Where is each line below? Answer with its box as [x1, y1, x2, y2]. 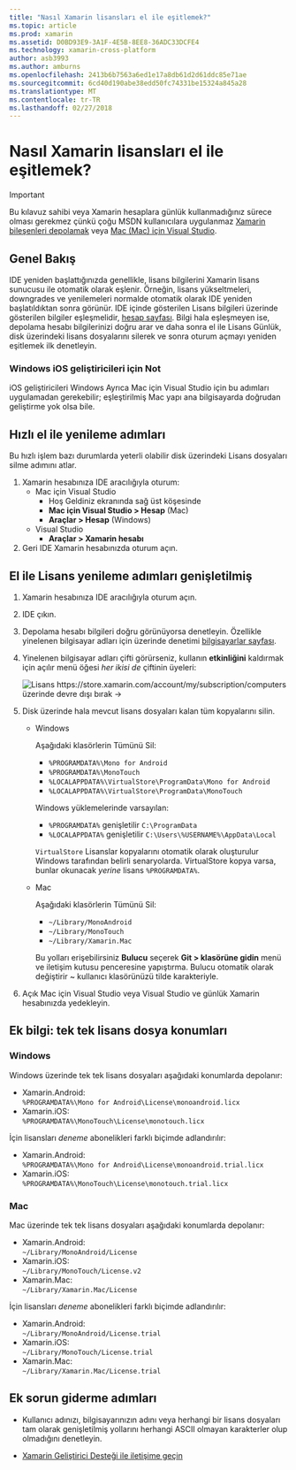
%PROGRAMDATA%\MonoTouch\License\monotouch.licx [21, 1116, 205, 1126]
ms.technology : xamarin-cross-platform [9, 46, 156, 55]
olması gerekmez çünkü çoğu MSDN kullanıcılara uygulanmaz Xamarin [9, 216, 266, 226]
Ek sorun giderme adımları [9, 1390, 157, 1406]
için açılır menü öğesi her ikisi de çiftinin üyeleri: [21, 662, 197, 672]
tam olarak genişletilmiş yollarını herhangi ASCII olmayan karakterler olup [21, 1423, 288, 1434]
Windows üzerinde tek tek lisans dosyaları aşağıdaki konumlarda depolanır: [9, 1069, 283, 1080]
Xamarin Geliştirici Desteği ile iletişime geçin [21, 1450, 183, 1460]
